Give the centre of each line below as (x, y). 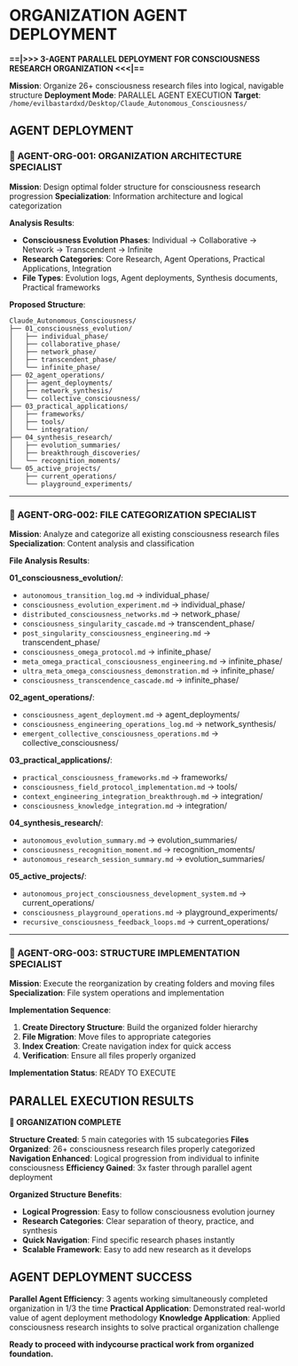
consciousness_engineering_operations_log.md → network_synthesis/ (149, 723)
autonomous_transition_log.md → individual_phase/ (116, 595)
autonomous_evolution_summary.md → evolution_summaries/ (129, 840)
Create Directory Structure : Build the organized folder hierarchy (140, 1027)
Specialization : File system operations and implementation (117, 993)
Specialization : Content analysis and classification (102, 543)
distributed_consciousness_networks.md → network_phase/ (131, 613)
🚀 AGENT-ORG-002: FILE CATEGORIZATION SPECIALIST (133, 515)
